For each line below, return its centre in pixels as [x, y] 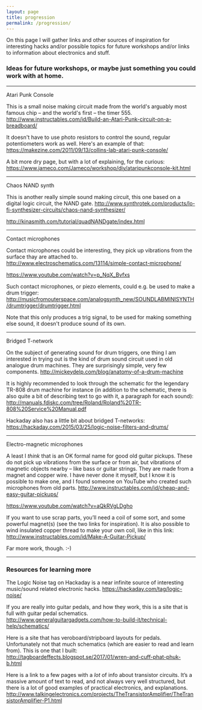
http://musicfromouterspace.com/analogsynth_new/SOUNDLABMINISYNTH [100, 299]
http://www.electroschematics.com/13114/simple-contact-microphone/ [94, 263]
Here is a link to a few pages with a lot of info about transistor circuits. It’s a [99, 675]
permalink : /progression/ [38, 23]
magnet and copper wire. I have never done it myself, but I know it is [91, 475]
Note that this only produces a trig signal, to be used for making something [99, 317]
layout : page [23, 12]
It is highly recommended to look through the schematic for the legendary [98, 383]
